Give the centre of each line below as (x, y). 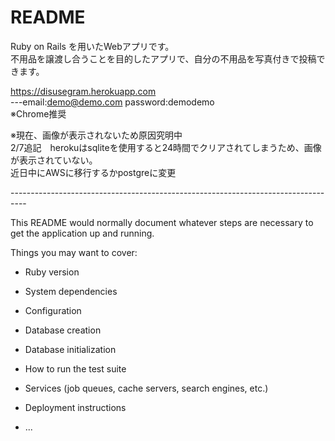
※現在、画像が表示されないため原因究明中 (96, 135)
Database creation (63, 330)
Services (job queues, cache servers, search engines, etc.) (146, 388)
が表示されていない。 (54, 160)
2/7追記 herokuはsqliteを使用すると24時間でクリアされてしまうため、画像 (166, 147)
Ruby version (52, 272)
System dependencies (71, 291)
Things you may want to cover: (74, 252)
